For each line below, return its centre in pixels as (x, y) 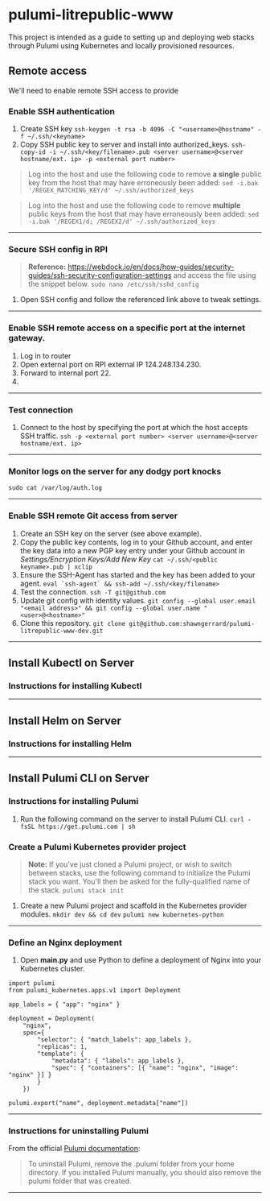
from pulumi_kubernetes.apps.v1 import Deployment (95, 991)
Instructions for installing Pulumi (74, 801)
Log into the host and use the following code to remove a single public (145, 174)
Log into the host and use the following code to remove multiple (134, 205)
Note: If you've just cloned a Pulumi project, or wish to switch (130, 864)
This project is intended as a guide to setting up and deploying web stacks (131, 37)
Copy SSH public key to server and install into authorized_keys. (125, 145)
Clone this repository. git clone (73, 623)
